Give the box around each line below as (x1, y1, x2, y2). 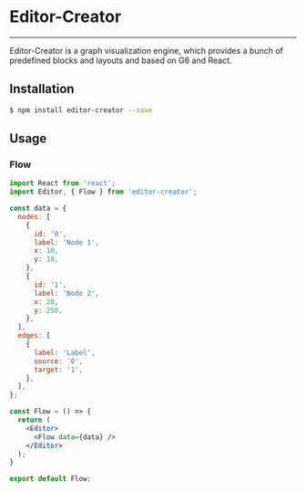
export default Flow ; (9, 475, 92, 484)
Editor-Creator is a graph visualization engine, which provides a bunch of (9, 45, 284, 56)
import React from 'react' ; (9, 179, 117, 188)
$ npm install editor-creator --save (9, 105, 153, 115)
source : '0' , (33, 356, 84, 366)
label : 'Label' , (33, 348, 96, 357)
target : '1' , (33, 365, 84, 374)
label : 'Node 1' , (33, 237, 100, 247)
